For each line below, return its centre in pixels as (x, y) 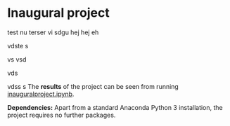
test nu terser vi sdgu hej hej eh (53, 32)
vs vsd (17, 59)
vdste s (18, 45)
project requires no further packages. (62, 115)
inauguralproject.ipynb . (41, 94)
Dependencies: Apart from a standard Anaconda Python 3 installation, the (115, 107)
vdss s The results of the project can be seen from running (93, 86)
